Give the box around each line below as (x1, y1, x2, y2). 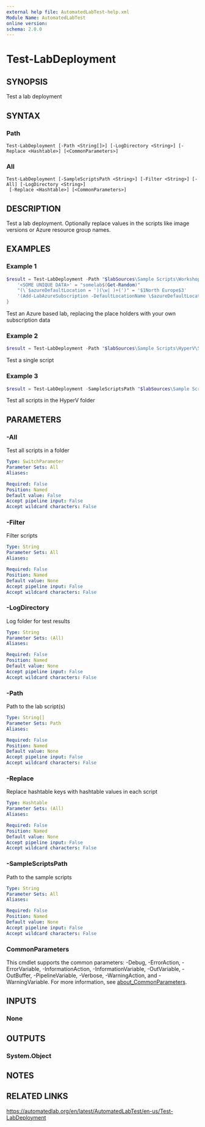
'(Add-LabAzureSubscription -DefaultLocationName (17, 293, 146, 300)
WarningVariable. (6, 978, 50, 985)
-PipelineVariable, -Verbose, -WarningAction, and (33, 972, 157, 979)
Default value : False (6, 492, 62, 498)
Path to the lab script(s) (6, 703, 66, 710)
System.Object (6, 1051, 52, 1060)
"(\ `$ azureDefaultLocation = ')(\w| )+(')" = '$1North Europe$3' (17, 287, 187, 294)
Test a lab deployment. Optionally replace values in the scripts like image (6, 220, 190, 227)
